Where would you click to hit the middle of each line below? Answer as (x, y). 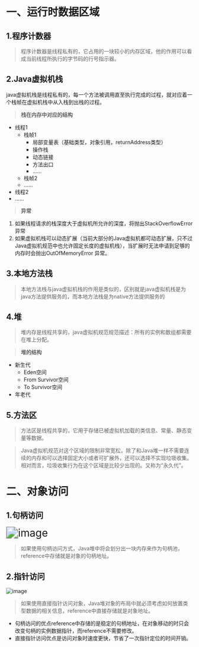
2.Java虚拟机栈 (35, 79)
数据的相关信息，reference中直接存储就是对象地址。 (90, 611)
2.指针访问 (26, 576)
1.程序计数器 (29, 36)
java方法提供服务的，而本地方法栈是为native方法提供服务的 (93, 296)
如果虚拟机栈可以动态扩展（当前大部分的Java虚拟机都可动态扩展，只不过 (104, 238)
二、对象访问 (38, 492)
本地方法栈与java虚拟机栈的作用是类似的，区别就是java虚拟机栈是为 (103, 289)
